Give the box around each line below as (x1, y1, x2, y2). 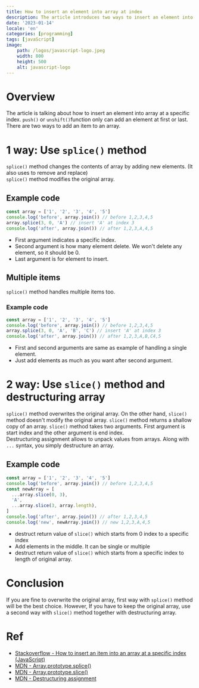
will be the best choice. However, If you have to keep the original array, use (6, 602, 191, 609)
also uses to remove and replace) (6, 169, 88, 177)
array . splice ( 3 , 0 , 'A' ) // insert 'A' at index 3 (6, 220, 135, 226)
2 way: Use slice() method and (6, 378, 165, 391)
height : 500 (17, 58, 46, 64)
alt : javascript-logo (17, 64, 70, 70)
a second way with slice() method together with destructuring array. (6, 609, 177, 616)
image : (6, 42, 23, 48)
